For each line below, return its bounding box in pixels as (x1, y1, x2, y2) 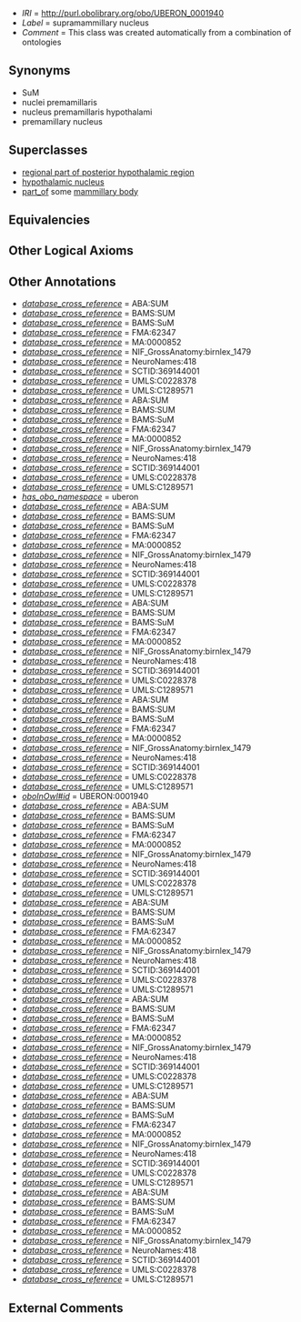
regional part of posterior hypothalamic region (21, 166, 195, 177)
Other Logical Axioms (8, 243, 134, 258)
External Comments (8, 1300, 124, 1316)
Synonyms (8, 63, 71, 78)
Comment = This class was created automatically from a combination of (21, 27, 292, 37)
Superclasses (8, 143, 88, 158)
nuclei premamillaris (21, 96, 97, 107)
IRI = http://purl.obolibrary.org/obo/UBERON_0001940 (21, 8, 225, 18)
